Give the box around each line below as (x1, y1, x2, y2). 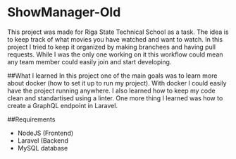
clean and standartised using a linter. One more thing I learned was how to (7, 93, 223, 102)
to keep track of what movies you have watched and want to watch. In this (7, 35, 223, 43)
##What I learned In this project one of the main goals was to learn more (7, 71, 218, 80)
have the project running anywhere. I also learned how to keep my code (7, 86, 216, 95)
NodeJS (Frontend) (17, 129, 74, 137)
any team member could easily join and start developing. (7, 57, 172, 66)
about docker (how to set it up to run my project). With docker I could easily (7, 78, 227, 87)
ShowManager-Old (7, 4, 121, 20)
